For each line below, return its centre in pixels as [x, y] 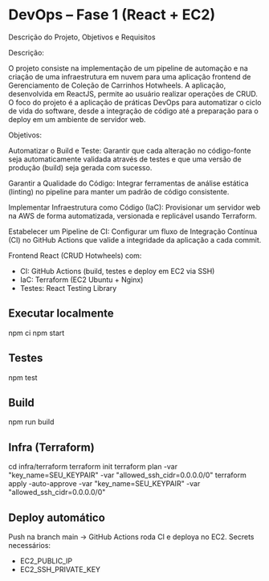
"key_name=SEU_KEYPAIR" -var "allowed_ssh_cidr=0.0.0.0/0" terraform [127, 475]
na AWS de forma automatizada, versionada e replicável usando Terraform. [132, 215]
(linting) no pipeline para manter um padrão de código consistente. [119, 191]
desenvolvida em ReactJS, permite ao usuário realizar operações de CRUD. [133, 93]
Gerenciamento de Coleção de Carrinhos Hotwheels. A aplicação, [117, 85]
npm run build [31, 422]
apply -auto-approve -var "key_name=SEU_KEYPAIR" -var [104, 484]
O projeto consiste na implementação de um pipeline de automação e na [128, 68]
